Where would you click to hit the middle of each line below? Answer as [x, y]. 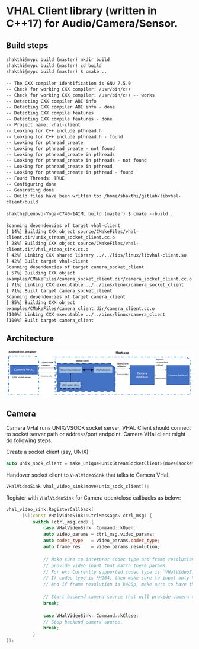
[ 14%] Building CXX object [41, 232]
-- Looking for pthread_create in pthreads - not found [76, 161]
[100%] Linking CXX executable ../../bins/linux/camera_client [86, 315]
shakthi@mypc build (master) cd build [54, 66]
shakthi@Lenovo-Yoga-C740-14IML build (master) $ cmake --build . [90, 214]
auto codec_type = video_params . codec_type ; [102, 541]
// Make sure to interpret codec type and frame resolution [119, 559]
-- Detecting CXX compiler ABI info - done [61, 107]
